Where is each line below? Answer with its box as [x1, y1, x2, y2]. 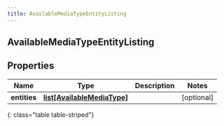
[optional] [181, 92, 214, 102]
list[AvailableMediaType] [43, 92, 128, 102]
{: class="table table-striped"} [7, 110, 94, 119]
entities [10, 92, 37, 102]
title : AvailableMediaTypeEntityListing [7, 10, 127, 17]
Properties [7, 60, 55, 72]
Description [134, 80, 175, 90]
